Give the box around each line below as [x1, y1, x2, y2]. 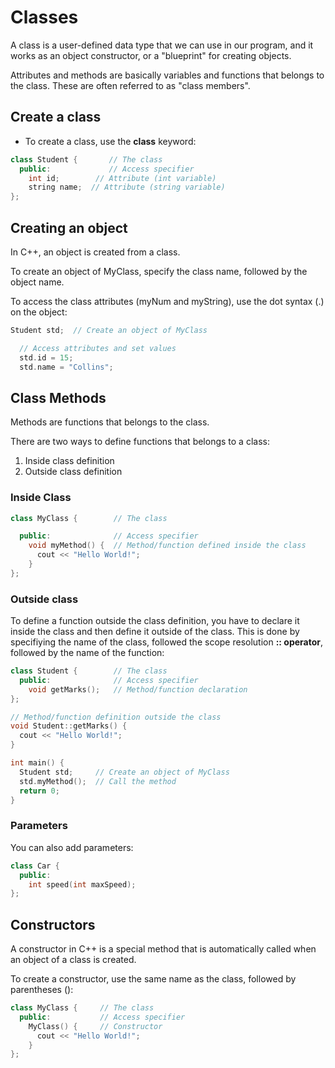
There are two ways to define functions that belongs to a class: [10, 436, 270, 448]
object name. [10, 276, 65, 288]
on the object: [10, 306, 68, 318]
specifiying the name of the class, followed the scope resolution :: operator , [10, 636, 324, 648]
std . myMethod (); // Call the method [19, 776, 177, 786]
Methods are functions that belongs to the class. [10, 416, 210, 428]
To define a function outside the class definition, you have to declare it [10, 615, 300, 627]
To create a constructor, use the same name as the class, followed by [10, 973, 297, 985]
